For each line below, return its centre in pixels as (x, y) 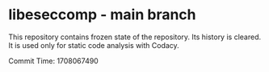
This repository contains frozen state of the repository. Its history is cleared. (134, 37)
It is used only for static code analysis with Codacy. (94, 45)
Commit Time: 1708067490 (53, 61)
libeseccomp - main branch (102, 15)
